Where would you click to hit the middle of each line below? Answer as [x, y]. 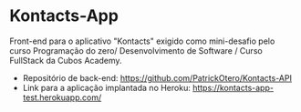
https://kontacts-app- [233, 87]
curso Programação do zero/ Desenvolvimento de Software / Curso [136, 50]
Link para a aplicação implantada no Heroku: [107, 87]
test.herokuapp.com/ [62, 97]
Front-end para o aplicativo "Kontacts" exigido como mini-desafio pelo [142, 41]
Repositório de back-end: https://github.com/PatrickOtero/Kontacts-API [157, 77]
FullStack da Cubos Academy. [66, 60]
